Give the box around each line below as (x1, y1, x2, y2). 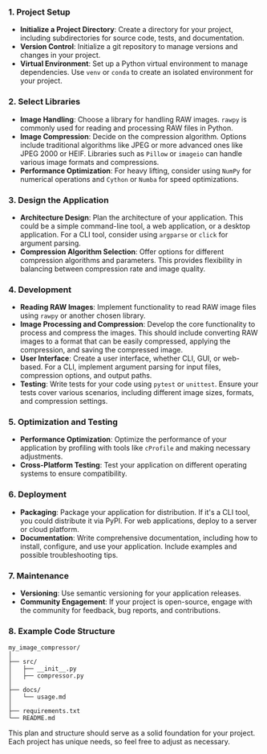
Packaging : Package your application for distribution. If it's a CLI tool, (19, 507, 250, 517)
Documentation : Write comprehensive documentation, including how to (19, 533, 258, 542)
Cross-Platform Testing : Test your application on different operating (19, 460, 247, 470)
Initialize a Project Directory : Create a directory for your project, (19, 25, 234, 35)
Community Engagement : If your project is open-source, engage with (19, 597, 253, 607)
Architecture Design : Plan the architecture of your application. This (19, 212, 244, 222)
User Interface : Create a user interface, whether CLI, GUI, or (19, 353, 220, 364)
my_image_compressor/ (8, 644, 81, 652)
